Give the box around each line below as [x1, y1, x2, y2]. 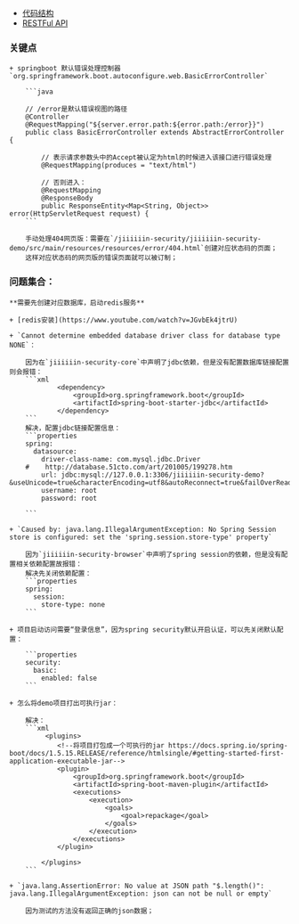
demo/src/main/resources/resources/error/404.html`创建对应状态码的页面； [9, 244, 278, 253]
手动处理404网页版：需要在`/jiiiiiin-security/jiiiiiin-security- [25, 234, 262, 243]
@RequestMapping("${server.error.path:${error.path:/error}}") [25, 120, 265, 129]
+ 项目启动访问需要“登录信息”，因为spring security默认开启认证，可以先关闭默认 [9, 625, 278, 634]
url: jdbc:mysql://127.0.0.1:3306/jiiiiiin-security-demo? [41, 470, 265, 479]
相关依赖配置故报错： [15, 560, 83, 568]
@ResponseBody [41, 194, 93, 203]
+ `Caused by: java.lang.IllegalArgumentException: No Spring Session [9, 525, 277, 534]
